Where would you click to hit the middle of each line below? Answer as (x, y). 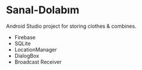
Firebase (25, 37)
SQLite (22, 43)
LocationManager (35, 49)
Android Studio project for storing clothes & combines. (71, 26)
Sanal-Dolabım (43, 10)
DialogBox (27, 56)
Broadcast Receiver (38, 62)
